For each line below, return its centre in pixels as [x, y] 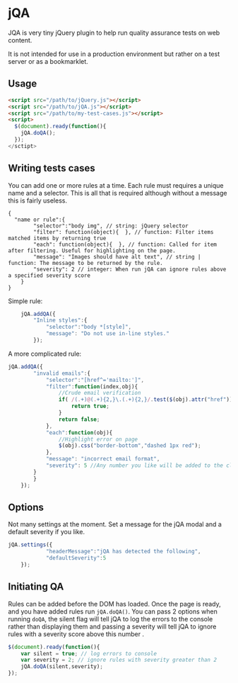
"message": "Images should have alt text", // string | [117, 256]
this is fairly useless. [38, 201]
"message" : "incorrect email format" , [103, 459]
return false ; [79, 419]
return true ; [90, 406]
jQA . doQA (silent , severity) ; [62, 667]
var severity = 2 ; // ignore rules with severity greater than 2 [119, 660]
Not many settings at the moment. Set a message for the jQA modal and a [115, 524]
